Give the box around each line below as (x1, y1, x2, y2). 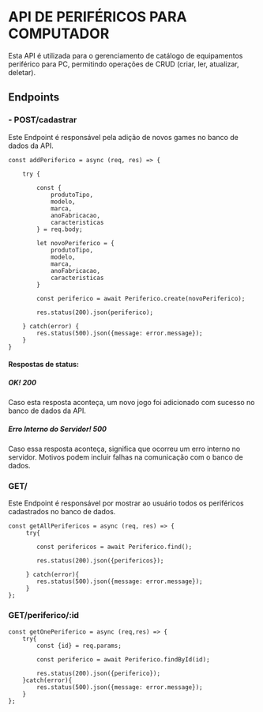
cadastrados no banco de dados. (8, 507, 116, 517)
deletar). (8, 67, 36, 77)
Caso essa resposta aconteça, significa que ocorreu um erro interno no (8, 444, 241, 454)
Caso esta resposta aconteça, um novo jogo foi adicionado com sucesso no (8, 398, 255, 407)
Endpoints (8, 91, 60, 104)
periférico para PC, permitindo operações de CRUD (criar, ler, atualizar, (8, 59, 239, 69)
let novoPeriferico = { (36, 239, 115, 247)
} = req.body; (36, 225, 83, 233)
